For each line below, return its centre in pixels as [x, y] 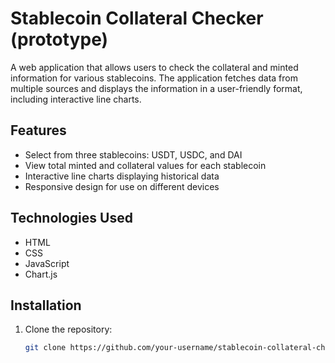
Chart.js [41, 274]
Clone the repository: [68, 329]
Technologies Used [71, 218]
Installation [46, 305]
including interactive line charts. [76, 99]
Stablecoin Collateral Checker [137, 18]
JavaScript [47, 263]
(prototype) [59, 39]
